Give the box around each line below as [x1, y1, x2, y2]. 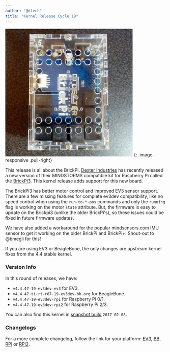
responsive [5, 157, 29, 163]
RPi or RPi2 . [5, 341, 30, 347]
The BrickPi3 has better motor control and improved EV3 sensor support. [5, 187, 159, 194]
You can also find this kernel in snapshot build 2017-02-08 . [5, 311, 127, 317]
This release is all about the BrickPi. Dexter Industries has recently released [5, 167, 164, 173]
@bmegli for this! [5, 236, 41, 242]
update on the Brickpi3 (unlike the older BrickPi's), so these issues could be [5, 209, 164, 216]
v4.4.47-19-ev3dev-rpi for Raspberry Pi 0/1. [12, 296, 105, 302]
